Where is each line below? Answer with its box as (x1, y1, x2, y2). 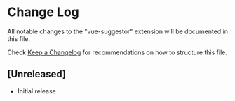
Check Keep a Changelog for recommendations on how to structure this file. (7, 48, 228, 56)
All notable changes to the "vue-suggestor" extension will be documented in (7, 27, 229, 36)
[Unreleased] (7, 68, 67, 80)
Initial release (17, 86, 56, 95)
